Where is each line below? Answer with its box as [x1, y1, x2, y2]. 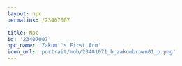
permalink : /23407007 [7, 17, 70, 24]
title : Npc [7, 29, 39, 36]
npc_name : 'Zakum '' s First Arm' [7, 42, 101, 49]
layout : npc [7, 10, 42, 17]
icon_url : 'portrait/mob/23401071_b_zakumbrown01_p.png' [7, 49, 176, 56]
